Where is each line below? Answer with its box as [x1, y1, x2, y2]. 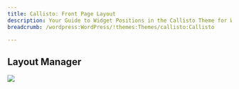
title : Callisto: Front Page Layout [7, 10, 116, 18]
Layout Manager [7, 56, 82, 68]
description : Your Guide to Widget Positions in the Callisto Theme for [7, 17, 228, 24]
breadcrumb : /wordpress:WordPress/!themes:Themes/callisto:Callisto [7, 23, 215, 30]
